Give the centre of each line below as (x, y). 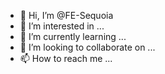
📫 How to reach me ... (66, 58)
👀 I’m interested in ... (62, 26)
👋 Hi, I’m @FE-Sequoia (66, 15)
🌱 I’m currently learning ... (73, 36)
